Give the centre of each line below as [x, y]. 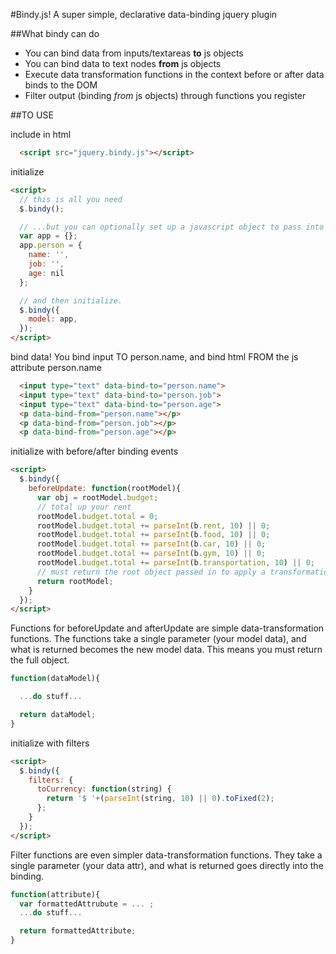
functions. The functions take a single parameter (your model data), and [158, 639]
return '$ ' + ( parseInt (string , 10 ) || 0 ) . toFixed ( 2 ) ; [160, 799]
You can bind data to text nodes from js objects [123, 63]
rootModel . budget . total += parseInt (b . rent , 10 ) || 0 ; [153, 525]
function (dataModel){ [55, 679]
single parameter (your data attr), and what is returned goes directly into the [167, 865]
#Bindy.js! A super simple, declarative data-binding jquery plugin [144, 14]
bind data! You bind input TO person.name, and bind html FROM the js [154, 357]
